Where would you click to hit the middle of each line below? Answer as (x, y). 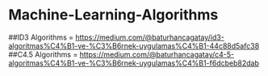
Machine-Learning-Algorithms (113, 15)
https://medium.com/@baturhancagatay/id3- (150, 37)
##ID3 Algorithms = (41, 37)
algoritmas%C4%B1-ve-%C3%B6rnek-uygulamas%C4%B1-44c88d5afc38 (134, 45)
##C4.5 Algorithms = (43, 54)
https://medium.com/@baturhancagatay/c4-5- (157, 54)
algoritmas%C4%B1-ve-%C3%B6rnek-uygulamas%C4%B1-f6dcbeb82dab (134, 63)
